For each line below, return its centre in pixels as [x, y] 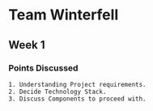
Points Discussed [43, 68]
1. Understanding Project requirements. [78, 84]
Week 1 [27, 45]
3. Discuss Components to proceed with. [78, 99]
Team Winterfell [64, 15]
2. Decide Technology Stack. [57, 92]
